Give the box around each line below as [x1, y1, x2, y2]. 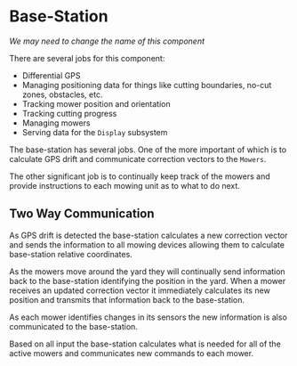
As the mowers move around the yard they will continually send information [9, 265, 286, 277]
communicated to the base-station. [9, 321, 138, 331]
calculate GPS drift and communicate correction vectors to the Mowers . [9, 153, 267, 164]
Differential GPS [21, 69, 81, 81]
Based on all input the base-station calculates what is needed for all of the [9, 338, 282, 349]
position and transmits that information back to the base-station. [9, 294, 245, 305]
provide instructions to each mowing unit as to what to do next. [9, 180, 240, 191]
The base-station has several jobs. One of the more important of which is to [9, 144, 287, 155]
